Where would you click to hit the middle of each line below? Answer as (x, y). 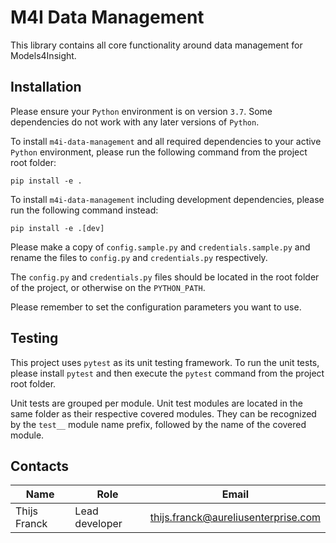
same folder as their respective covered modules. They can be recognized (163, 413)
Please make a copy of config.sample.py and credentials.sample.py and (160, 247)
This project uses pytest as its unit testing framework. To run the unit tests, (165, 362)
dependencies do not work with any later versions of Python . (135, 122)
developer (98, 524)
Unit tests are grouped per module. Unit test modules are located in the (156, 403)
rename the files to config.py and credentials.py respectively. (139, 257)
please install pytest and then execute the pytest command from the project (167, 373)
